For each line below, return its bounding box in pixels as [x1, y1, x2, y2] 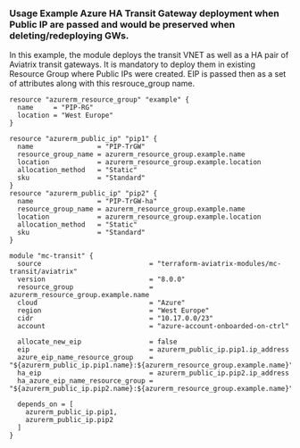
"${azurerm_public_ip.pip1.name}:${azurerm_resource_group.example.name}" [9, 361, 294, 370]
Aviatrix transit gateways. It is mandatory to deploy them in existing [9, 59, 256, 70]
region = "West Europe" [17, 306, 210, 315]
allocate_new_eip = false [17, 337, 178, 346]
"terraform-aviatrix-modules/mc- [156, 260, 281, 269]
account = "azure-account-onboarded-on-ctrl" [17, 322, 290, 331]
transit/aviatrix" [9, 267, 78, 277]
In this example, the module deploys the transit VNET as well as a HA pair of [9, 50, 289, 61]
